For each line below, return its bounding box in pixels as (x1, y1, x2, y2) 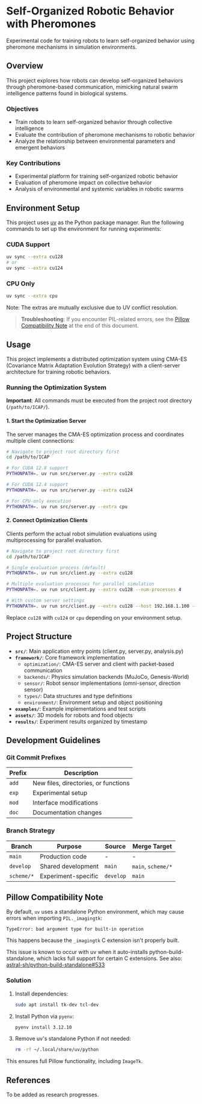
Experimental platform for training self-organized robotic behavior (14, 173, 179, 180)
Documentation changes (32, 808, 102, 817)
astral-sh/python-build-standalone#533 (6, 961, 105, 968)
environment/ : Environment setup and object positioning (23, 699, 163, 706)
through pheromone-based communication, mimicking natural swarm (6, 83, 179, 90)
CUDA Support (6, 240, 50, 249)
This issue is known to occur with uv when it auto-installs (6, 949, 148, 956)
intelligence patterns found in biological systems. (6, 89, 128, 97)
